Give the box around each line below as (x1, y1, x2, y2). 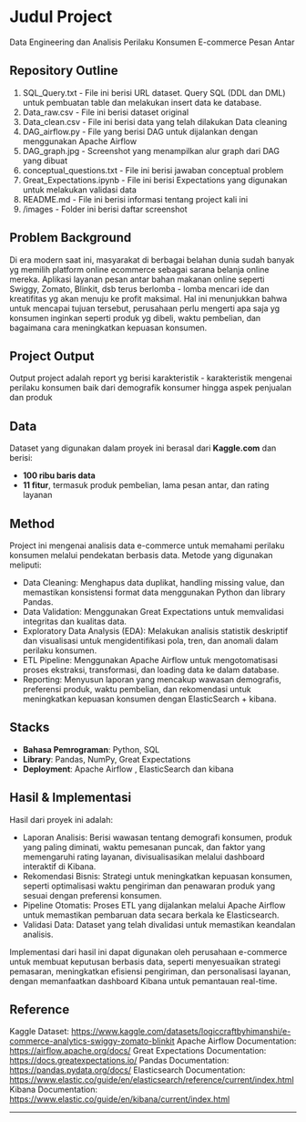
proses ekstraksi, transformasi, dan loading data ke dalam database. (22, 664, 280, 675)
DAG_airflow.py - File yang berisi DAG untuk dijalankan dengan (22, 126, 259, 137)
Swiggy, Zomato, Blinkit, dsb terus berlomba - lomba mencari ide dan (9, 283, 270, 294)
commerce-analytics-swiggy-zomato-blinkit (9, 1035, 175, 1046)
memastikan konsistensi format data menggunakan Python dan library (22, 587, 286, 597)
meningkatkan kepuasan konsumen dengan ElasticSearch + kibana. (22, 693, 277, 704)
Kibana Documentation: (9, 1084, 98, 1096)
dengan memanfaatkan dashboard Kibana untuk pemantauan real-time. (9, 975, 278, 986)
